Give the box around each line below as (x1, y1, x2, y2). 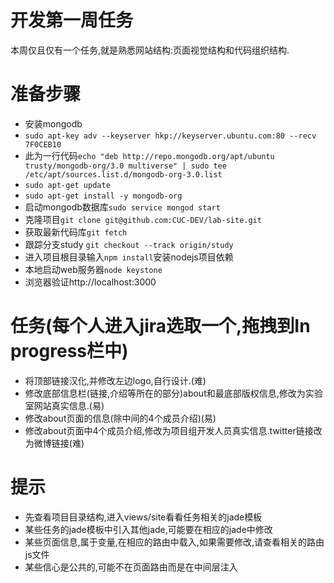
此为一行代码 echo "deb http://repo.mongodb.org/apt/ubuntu (24, 149, 275, 161)
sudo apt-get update (24, 180, 111, 190)
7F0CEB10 (24, 139, 62, 150)
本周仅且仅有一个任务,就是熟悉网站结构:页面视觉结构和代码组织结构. (10, 44, 290, 56)
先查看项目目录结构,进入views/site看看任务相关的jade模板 (24, 511, 263, 523)
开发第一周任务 (10, 9, 134, 32)
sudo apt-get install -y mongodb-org (24, 191, 183, 201)
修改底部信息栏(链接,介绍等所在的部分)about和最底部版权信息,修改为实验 (24, 387, 323, 399)
